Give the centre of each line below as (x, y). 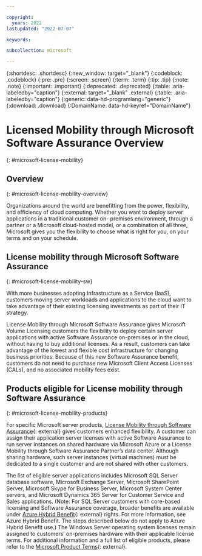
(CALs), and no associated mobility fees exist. (64, 370)
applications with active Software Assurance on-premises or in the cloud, (98, 337)
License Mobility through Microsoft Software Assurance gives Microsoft (96, 324)
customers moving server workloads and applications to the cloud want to (99, 300)
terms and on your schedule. (42, 238)
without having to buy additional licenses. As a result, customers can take (98, 343)
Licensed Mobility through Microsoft (100, 130)
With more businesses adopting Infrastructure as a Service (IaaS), (89, 293)
